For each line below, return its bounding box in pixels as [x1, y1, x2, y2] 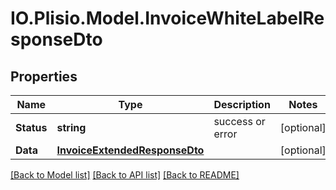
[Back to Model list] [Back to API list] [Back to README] [10, 169, 240, 181]
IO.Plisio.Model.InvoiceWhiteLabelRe [10, 7, 325, 30]
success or [213, 115, 266, 128]
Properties [10, 68, 78, 85]
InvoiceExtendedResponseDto [56, 143, 205, 157]
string [56, 121, 87, 134]
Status [15, 121, 48, 134]
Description [213, 98, 271, 111]
